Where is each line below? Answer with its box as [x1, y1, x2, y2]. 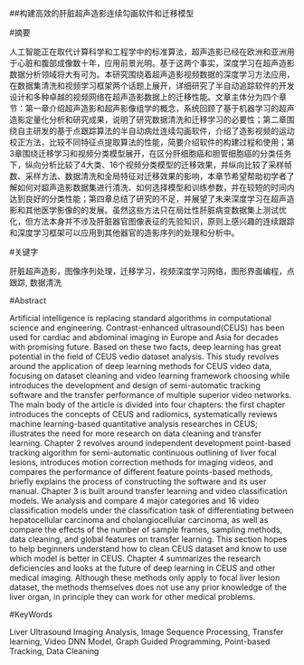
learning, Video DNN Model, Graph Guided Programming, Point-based [9, 636, 271, 647]
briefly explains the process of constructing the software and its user [9, 476, 267, 487]
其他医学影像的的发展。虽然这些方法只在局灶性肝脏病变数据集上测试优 [24, 204, 287, 215]
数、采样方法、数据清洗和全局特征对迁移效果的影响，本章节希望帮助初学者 [9, 171, 287, 181]
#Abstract [9, 295, 47, 306]
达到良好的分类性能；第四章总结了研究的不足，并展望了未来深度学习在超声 [9, 194, 287, 204]
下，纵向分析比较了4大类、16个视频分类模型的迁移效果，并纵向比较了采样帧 [9, 159, 292, 170]
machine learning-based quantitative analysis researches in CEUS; [9, 419, 258, 429]
